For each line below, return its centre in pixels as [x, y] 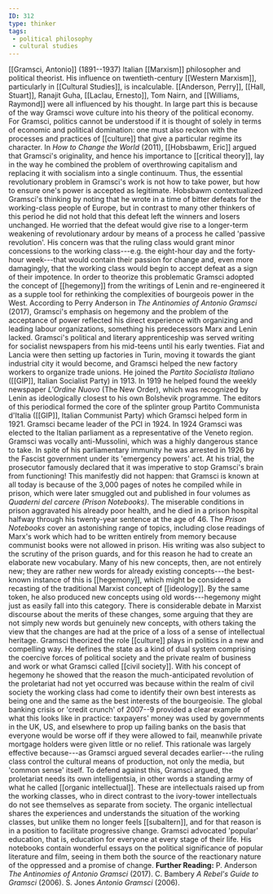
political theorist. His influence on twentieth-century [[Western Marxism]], [132, 78]
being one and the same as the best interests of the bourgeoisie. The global [136, 701]
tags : [18, 31]
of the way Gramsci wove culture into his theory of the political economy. [131, 113]
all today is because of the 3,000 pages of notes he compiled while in [125, 484]
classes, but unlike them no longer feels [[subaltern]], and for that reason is [135, 822]
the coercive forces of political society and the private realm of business [130, 658]
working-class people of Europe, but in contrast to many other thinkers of [132, 208]
